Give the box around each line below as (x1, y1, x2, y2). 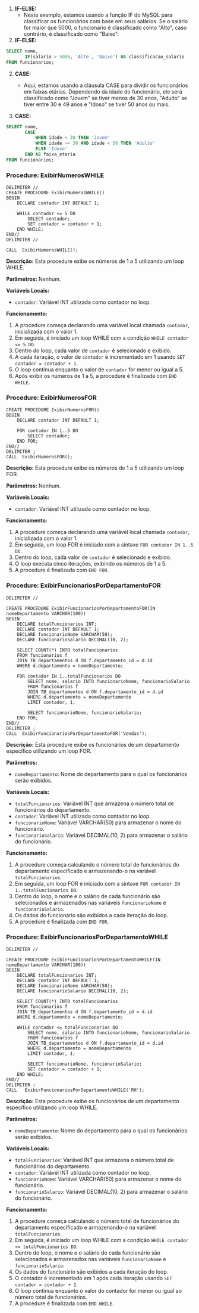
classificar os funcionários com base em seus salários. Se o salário (23, 18, 188, 24)
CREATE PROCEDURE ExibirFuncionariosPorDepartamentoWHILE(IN (6, 957, 161, 963)
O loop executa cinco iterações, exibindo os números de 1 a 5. (14, 560, 167, 567)
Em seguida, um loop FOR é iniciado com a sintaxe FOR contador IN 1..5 (14, 541, 194, 548)
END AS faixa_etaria (24, 151, 76, 157)
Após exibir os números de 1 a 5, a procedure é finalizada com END (14, 373, 177, 380)
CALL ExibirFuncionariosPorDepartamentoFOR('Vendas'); (6, 730, 147, 737)
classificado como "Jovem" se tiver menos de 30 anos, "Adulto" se (23, 94, 188, 101)
